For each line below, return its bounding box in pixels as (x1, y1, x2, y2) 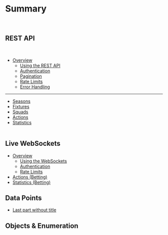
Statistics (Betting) (12, 179, 51, 185)
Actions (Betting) (12, 174, 47, 180)
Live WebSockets (5, 139, 61, 148)
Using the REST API (19, 62, 61, 68)
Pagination (19, 73, 42, 79)
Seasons (12, 98, 31, 104)
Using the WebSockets (19, 158, 67, 164)
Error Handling (19, 84, 50, 90)
